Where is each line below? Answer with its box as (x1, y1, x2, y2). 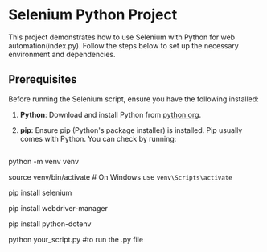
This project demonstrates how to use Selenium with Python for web (8, 32, 236, 42)
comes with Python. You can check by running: (19, 134, 177, 143)
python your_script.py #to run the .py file (8, 234, 143, 244)
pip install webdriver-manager (8, 203, 109, 213)
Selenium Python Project (8, 6, 178, 24)
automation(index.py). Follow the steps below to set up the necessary (8, 40, 239, 50)
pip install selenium (8, 188, 72, 197)
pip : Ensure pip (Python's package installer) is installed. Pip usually (19, 125, 243, 134)
